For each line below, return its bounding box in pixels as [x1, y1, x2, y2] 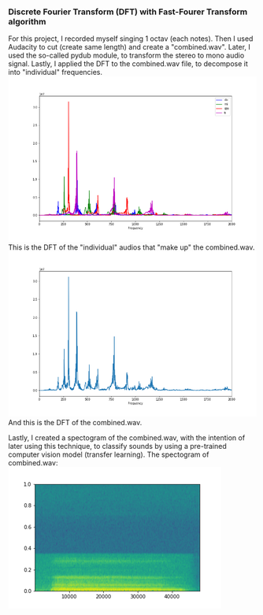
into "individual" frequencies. [8, 68, 103, 77]
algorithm [8, 16, 46, 27]
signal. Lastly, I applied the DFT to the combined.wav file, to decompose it [8, 59, 248, 69]
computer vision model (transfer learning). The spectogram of [8, 450, 209, 459]
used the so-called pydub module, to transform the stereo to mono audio [8, 50, 245, 61]
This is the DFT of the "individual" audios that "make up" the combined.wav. [8, 243, 255, 252]
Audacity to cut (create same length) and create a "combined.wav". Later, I [8, 43, 250, 52]
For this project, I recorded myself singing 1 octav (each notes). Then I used [8, 34, 254, 43]
